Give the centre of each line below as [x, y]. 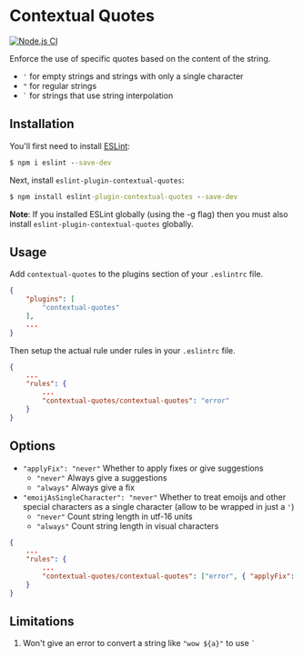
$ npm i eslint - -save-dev [61, 163]
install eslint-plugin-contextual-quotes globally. [101, 224]
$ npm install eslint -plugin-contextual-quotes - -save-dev [124, 196]
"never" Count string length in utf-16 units [114, 516]
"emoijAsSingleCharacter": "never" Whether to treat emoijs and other [154, 497]
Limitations [42, 622]
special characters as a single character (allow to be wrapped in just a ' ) [158, 506]
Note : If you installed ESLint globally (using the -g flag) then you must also [149, 214]
